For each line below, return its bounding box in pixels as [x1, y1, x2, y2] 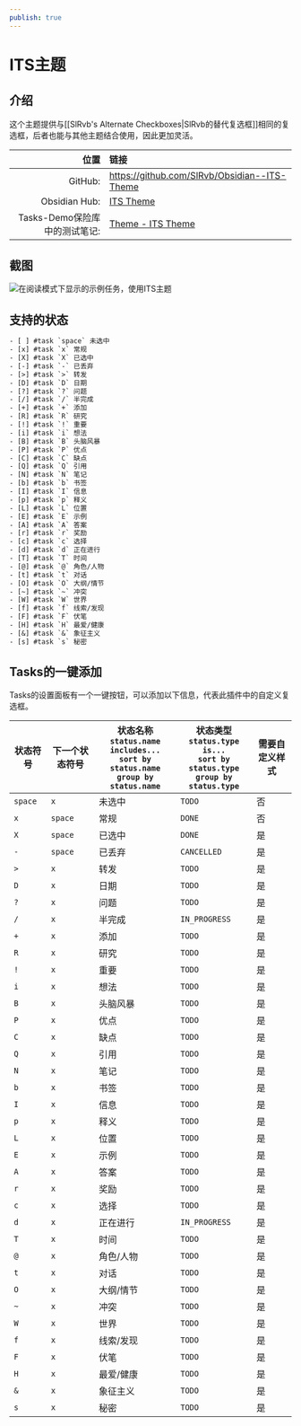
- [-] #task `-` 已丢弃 [9, 361, 94, 371]
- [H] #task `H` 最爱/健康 [9, 621, 105, 629]
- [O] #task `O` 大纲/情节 [9, 578, 105, 588]
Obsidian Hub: [40, 195, 101, 207]
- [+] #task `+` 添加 [9, 403, 88, 413]
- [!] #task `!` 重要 [9, 420, 88, 429]
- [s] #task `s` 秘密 [9, 637, 88, 647]
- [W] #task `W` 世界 [9, 595, 88, 604]
